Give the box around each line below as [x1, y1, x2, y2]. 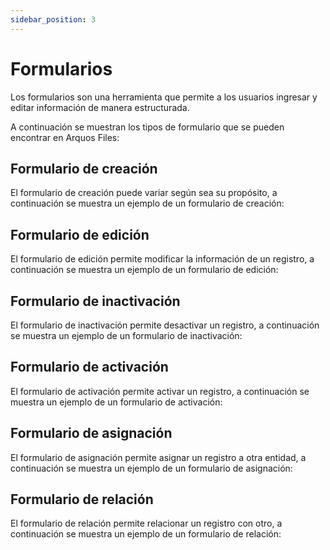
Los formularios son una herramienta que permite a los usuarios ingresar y [10, 91, 318, 103]
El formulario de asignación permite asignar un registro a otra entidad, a [10, 451, 307, 463]
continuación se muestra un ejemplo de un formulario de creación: [10, 197, 285, 210]
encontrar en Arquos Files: [10, 131, 120, 143]
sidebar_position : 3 [10, 14, 97, 25]
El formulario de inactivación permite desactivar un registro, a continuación [10, 319, 320, 331]
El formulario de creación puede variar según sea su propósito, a [10, 187, 278, 199]
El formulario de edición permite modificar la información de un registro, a [10, 253, 315, 265]
